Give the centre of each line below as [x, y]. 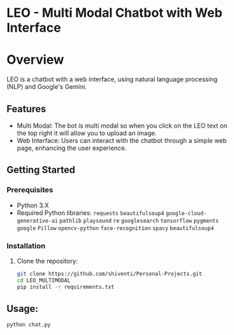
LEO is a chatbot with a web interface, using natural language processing [112, 79]
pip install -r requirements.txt [66, 287]
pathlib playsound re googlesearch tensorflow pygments [139, 221]
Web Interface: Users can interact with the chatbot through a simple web [122, 140]
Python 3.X [33, 205]
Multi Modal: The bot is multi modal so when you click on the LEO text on [122, 125]
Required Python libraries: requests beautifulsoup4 [90, 212]
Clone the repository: [47, 261]
